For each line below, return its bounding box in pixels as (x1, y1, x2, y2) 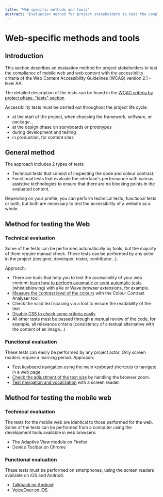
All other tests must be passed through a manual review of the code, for (12, 316, 156, 322)
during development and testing (12, 129, 76, 135)
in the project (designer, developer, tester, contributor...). (5, 256, 118, 261)
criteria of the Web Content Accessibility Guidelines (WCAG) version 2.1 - (5, 75, 151, 81)
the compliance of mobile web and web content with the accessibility (5, 70, 144, 76)
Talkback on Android (12, 482, 54, 488)
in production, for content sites (12, 134, 74, 140)
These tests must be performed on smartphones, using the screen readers (5, 467, 154, 473)
